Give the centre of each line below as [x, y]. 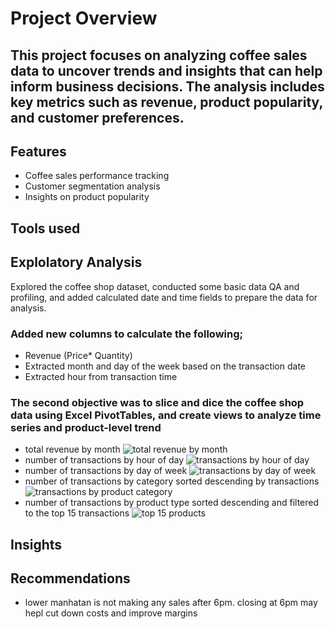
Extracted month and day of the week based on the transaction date [165, 366]
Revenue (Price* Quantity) [78, 355]
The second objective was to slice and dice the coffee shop [157, 402]
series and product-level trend [86, 427]
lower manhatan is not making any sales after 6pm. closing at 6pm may [171, 603]
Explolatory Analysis [76, 262]
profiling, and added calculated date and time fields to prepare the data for [164, 297]
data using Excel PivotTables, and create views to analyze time [166, 415]
